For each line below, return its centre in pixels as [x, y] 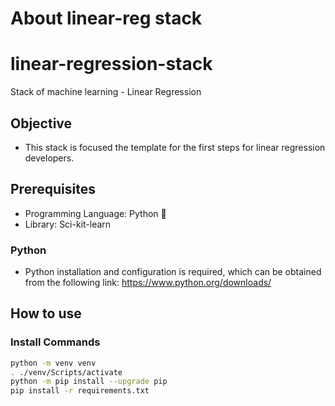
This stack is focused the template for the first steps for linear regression [175, 147]
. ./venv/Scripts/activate [66, 372]
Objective [41, 123]
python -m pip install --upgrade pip [89, 382]
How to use [46, 313]
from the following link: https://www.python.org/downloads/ [148, 283]
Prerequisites [53, 189]
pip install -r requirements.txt [80, 391]
